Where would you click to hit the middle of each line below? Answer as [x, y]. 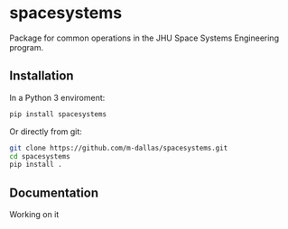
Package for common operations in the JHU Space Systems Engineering [144, 38]
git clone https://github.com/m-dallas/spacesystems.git [119, 148]
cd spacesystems [40, 156]
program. [27, 47]
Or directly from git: [46, 131]
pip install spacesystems [58, 114]
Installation [42, 76]
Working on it [34, 215]
